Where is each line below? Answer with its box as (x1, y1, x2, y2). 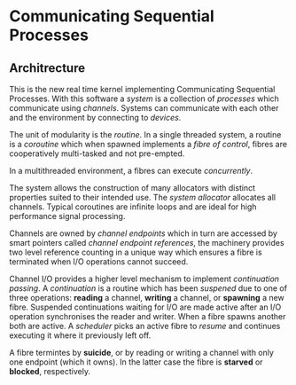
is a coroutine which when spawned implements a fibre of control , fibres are (9, 139, 288, 149)
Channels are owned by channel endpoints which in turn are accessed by (9, 228, 277, 239)
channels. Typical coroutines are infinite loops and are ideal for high (9, 201, 257, 212)
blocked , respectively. (9, 366, 91, 376)
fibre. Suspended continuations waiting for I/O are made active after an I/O (9, 302, 282, 312)
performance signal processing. (9, 211, 126, 221)
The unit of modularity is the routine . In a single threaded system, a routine (9, 130, 282, 139)
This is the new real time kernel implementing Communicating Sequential (9, 84, 276, 94)
